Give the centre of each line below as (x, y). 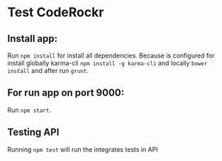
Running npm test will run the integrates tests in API (83, 149)
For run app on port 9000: (66, 93)
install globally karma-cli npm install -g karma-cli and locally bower (107, 63)
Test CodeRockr (56, 12)
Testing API (33, 132)
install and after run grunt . (48, 71)
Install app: (33, 39)
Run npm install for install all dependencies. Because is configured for (111, 55)
